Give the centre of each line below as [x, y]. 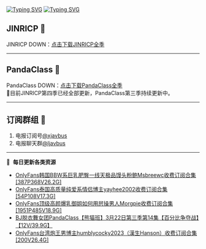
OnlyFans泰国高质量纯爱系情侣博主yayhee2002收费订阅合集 [91, 190]
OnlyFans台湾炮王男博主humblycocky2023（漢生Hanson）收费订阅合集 [106, 233]
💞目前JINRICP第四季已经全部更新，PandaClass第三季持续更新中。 [90, 93]
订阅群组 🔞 [26, 120]
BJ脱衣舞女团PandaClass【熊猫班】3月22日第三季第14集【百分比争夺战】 [107, 218]
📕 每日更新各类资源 [31, 162]
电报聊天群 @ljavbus [40, 144]
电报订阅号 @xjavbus [41, 136]
